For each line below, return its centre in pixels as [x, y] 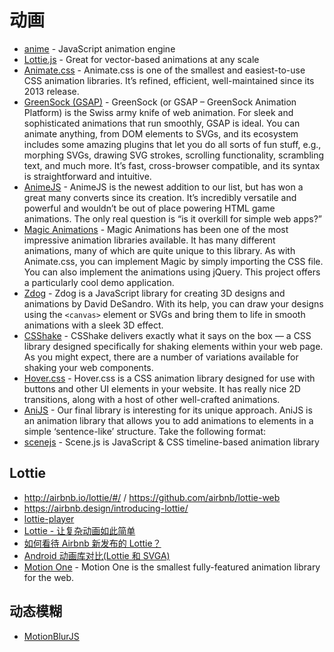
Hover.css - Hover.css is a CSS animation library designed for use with [169, 378]
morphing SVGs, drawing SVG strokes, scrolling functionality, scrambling [174, 155]
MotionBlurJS [51, 636]
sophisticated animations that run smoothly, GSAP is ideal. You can [162, 123]
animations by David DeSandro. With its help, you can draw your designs [173, 303]
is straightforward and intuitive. [87, 176]
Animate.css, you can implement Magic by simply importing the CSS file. [173, 261]
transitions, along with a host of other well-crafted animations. [152, 399]
